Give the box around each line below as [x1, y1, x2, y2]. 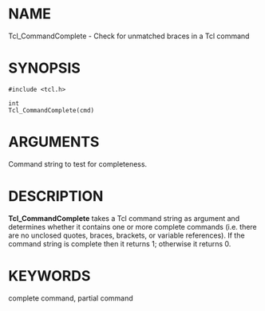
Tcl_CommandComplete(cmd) [8, 106, 94, 114]
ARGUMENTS [8, 133, 100, 152]
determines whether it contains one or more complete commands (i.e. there [8, 222, 257, 231]
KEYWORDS [8, 266, 91, 285]
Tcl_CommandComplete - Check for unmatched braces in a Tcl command [8, 31, 250, 41]
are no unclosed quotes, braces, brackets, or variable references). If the [8, 230, 245, 240]
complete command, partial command [8, 293, 133, 303]
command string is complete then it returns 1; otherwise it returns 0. [8, 238, 231, 248]
